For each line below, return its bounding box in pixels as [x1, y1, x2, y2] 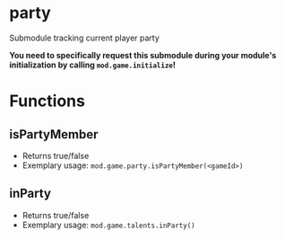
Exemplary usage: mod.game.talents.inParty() [22, 219, 195, 230]
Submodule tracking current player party [9, 32, 160, 43]
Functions [9, 91, 85, 111]
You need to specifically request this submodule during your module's [9, 49, 277, 60]
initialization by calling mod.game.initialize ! [9, 59, 177, 70]
